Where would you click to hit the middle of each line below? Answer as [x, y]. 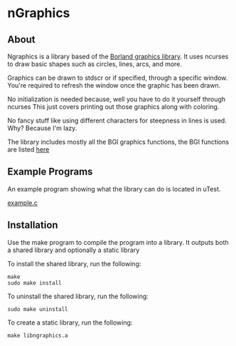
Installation [33, 225]
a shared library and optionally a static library [74, 250]
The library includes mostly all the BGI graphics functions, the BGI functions [118, 142]
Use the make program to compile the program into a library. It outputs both [118, 242]
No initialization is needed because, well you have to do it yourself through [117, 99]
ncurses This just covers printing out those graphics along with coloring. [113, 107]
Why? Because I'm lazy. [42, 128]
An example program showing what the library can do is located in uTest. [114, 189]
